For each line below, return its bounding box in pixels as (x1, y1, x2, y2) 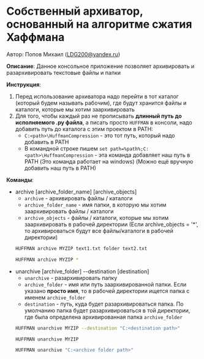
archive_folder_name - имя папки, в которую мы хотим (24, 201, 167, 208)
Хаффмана (6, 31, 65, 44)
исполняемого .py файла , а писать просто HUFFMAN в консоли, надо (15, 118, 192, 126)
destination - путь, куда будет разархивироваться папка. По (24, 300, 184, 308)
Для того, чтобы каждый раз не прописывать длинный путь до (15, 112, 182, 119)
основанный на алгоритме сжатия (6, 17, 192, 31)
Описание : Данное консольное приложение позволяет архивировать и (6, 62, 195, 70)
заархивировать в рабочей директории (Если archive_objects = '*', (24, 221, 198, 228)
